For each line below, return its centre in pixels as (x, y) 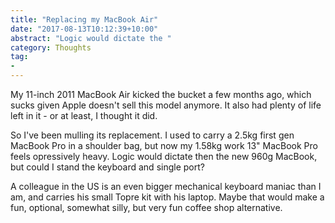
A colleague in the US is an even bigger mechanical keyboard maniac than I (166, 186)
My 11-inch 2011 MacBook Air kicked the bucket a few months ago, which (161, 94)
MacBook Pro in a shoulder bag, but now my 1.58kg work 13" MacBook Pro (164, 145)
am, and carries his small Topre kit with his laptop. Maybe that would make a (167, 197)
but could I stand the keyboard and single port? (107, 167)
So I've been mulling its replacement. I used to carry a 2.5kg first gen (152, 135)
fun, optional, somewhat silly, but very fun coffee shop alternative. (146, 207)
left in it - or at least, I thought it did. (84, 115)
